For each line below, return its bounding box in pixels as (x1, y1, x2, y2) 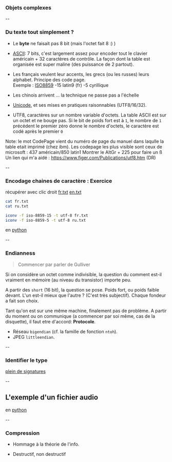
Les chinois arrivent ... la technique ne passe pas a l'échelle (12, 92, 140, 98)
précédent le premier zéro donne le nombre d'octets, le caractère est (12, 123, 159, 129)
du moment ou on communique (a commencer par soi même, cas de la (5, 313, 156, 319)
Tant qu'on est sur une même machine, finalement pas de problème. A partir (5, 307, 167, 314)
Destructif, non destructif (12, 451, 66, 457)
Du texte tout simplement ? (5, 29, 74, 36)
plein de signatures (5, 368, 46, 374)
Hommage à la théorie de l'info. (12, 441, 80, 448)
